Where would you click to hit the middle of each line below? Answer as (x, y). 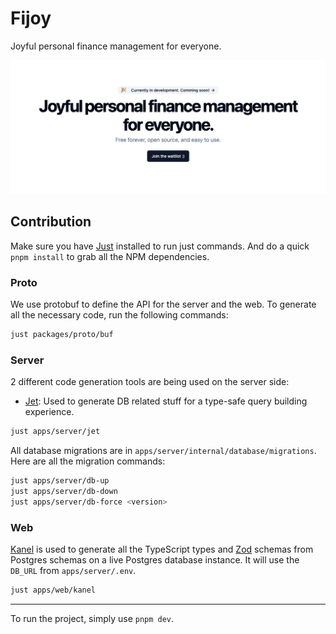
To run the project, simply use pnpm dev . (92, 618)
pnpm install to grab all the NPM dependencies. (110, 256)
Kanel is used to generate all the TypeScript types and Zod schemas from (162, 549)
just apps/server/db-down (64, 492)
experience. (49, 412)
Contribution (51, 222)
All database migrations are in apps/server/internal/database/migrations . (163, 451)
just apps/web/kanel (53, 590)
